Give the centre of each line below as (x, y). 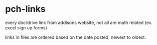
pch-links (25, 9)
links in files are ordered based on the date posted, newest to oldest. (76, 37)
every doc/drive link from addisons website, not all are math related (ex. (79, 22)
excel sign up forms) (26, 27)
